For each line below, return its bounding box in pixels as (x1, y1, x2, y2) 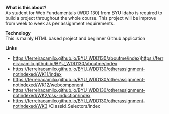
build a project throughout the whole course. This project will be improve (5, 15, 156, 21)
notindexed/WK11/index (12, 71, 62, 77)
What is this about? (5, 5, 47, 10)
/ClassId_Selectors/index (48, 103, 101, 109)
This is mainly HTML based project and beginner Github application (5, 35, 145, 41)
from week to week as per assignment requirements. (5, 20, 115, 26)
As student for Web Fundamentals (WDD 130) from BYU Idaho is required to (5, 10, 163, 16)
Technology (5, 30, 31, 36)
